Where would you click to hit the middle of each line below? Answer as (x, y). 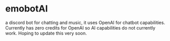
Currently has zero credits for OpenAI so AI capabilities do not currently (80, 27)
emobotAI (27, 9)
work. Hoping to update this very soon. (46, 33)
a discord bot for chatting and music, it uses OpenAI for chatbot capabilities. (85, 22)
